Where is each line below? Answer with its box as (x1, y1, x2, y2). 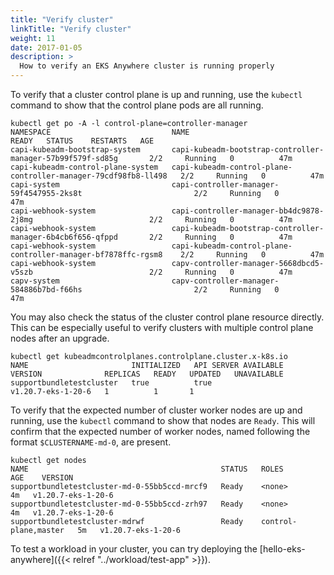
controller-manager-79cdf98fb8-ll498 (10, 171, 168, 181)
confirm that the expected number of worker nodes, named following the (10, 426, 311, 437)
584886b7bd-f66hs (10, 285, 83, 295)
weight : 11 (10, 33, 56, 43)
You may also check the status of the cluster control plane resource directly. (10, 311, 325, 323)
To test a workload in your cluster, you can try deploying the (10, 543, 258, 555)
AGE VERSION (10, 473, 74, 483)
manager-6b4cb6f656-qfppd (10, 232, 118, 242)
